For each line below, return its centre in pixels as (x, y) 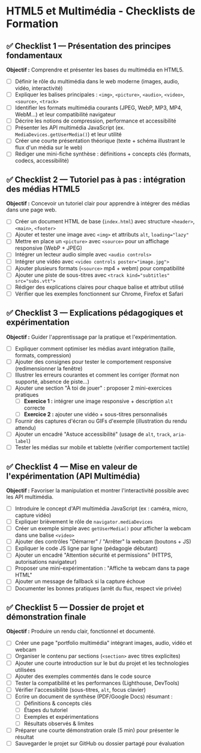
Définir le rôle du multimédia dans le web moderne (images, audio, (97, 81)
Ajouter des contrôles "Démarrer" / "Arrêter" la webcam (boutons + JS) (103, 542)
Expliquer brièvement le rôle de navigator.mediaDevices (84, 522)
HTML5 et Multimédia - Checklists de (101, 11)
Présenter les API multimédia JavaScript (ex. (70, 128)
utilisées (25, 670)
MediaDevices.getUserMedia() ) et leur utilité (68, 135)
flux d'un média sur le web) (49, 148)
